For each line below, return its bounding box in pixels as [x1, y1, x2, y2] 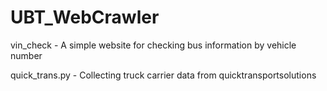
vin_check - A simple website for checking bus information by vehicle [10, 39, 297, 51]
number [10, 49, 43, 61]
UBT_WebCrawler [10, 6, 160, 29]
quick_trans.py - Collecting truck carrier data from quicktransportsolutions [10, 69, 317, 81]
